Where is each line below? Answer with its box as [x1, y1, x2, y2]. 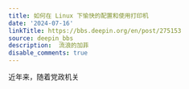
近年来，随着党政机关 [8, 72, 79, 81]
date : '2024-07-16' [8, 19, 74, 27]
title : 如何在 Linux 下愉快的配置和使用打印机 [8, 11, 149, 20]
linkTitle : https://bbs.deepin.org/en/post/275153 [8, 26, 182, 34]
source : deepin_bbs [8, 34, 74, 42]
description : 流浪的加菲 [8, 42, 89, 50]
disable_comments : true [8, 49, 88, 57]
